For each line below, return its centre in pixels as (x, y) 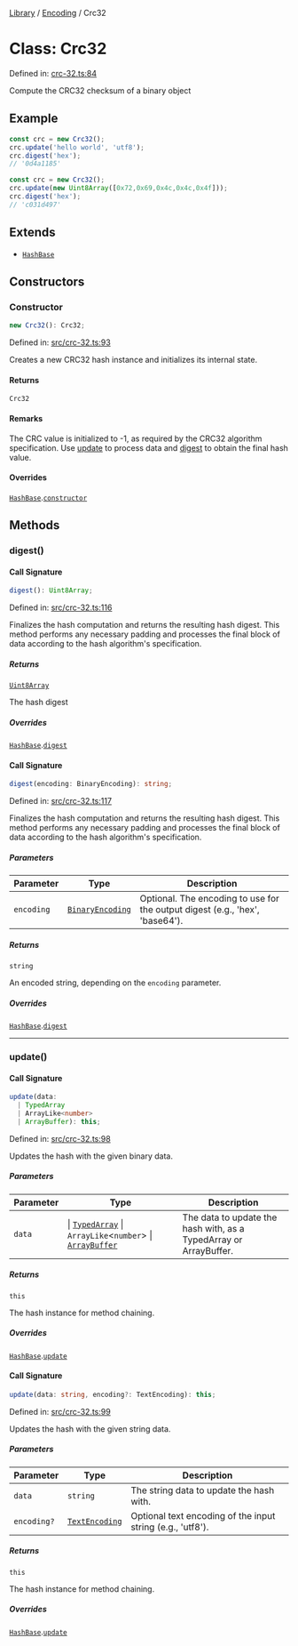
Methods (35, 525)
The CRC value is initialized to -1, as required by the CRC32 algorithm (136, 438)
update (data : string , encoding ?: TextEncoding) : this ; (113, 1394)
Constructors (47, 281)
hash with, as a (213, 1228)
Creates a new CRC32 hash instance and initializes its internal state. (133, 360)
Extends (32, 233)
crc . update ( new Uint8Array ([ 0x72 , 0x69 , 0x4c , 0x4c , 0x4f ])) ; (118, 189)
